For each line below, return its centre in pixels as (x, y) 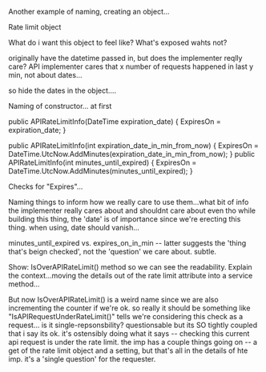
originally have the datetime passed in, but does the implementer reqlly (125, 58)
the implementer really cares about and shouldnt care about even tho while (132, 210)
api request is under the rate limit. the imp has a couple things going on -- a (133, 342)
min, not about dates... (45, 75)
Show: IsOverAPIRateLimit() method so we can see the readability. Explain (130, 267)
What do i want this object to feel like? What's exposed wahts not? (118, 42)
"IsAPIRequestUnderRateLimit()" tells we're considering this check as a (126, 316)
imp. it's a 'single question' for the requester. (82, 359)
